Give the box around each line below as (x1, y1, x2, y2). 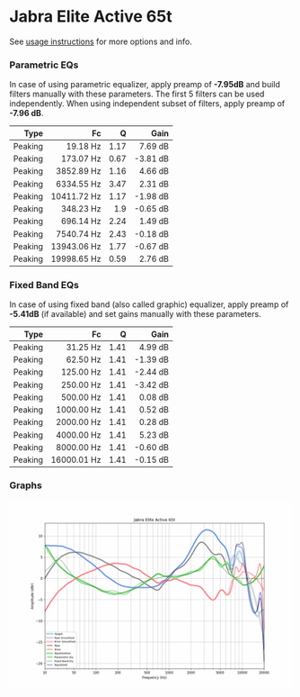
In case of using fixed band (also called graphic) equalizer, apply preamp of (9, 299, 289, 310)
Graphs (9, 479, 42, 492)
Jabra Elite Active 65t (9, 6, 172, 27)
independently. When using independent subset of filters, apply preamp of (9, 98, 286, 109)
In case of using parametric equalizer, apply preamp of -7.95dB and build (9, 79, 281, 90)
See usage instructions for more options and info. (9, 36, 193, 47)
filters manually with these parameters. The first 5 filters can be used (9, 88, 265, 100)
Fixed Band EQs (9, 278, 79, 291)
